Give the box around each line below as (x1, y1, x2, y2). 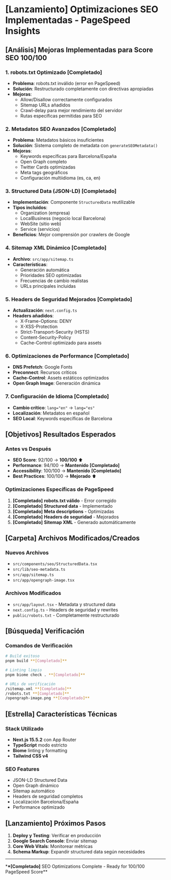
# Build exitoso (5, 653, 40, 659)
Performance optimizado (12, 804, 65, 810)
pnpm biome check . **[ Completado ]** (5, 672, 85, 677)
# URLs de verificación (5, 681, 56, 686)
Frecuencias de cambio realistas (20, 278, 89, 284)
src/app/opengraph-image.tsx (12, 578, 75, 583)
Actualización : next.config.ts (12, 307, 77, 314)
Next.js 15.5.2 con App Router (12, 737, 77, 743)
